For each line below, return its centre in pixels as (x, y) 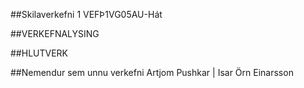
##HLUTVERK (39, 53)
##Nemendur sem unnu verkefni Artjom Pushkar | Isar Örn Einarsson (152, 72)
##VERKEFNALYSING (55, 33)
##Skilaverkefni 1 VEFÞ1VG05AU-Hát (86, 14)
